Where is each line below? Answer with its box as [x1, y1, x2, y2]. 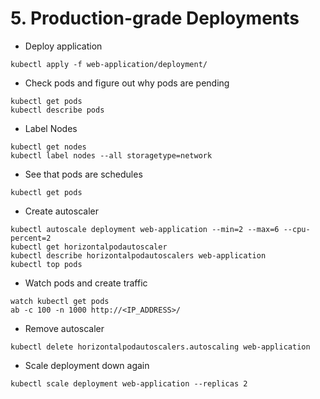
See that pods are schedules [24, 168, 143, 180]
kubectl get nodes [10, 142, 87, 152]
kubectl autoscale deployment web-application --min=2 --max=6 [10, 224, 280, 234]
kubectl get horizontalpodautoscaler [10, 242, 168, 252]
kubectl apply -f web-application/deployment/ [10, 59, 208, 69]
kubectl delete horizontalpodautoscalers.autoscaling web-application [10, 342, 311, 352]
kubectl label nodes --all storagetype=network [10, 150, 213, 161]
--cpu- [283, 224, 311, 234]
